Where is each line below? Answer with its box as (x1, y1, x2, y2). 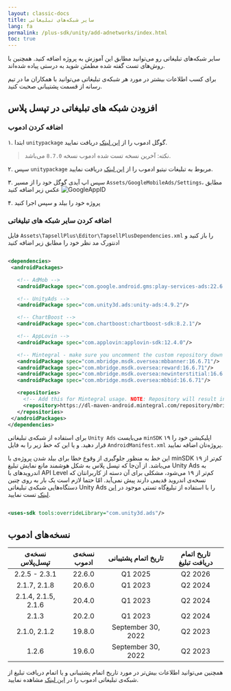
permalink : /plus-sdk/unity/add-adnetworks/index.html (8, 29, 168, 36)
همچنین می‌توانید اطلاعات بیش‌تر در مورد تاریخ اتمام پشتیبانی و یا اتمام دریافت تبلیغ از (8, 668, 223, 677)
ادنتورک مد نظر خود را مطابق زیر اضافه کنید (8, 239, 120, 247)
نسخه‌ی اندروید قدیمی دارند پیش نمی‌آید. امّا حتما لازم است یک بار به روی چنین (8, 476, 206, 484)
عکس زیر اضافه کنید (8, 185, 60, 193)
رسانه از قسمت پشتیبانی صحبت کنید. (8, 82, 102, 90)
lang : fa (8, 23, 33, 29)
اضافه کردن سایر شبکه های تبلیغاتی (8, 215, 112, 225)
